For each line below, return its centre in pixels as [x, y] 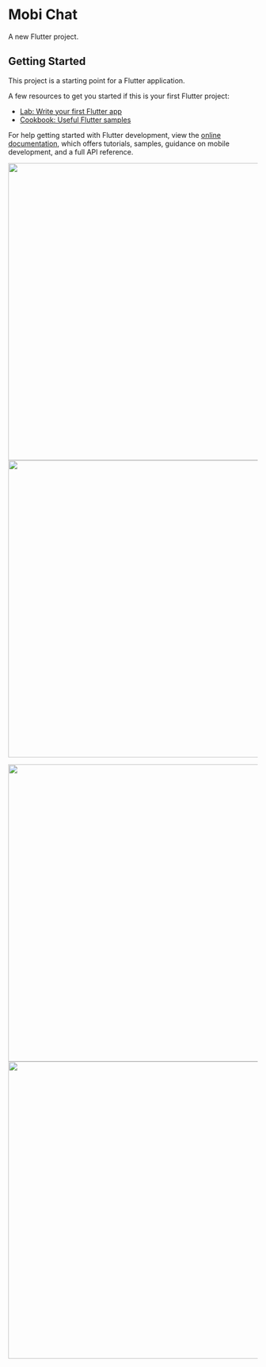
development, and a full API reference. [71, 151]
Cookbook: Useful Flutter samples [75, 120]
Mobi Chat [43, 15]
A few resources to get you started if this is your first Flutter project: [119, 96]
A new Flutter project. [44, 36]
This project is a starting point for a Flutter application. [97, 80]
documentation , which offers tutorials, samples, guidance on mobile [119, 143]
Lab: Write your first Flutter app [71, 111]
